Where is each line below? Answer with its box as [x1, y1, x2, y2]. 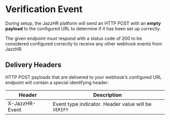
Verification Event [5, 4, 82, 15]
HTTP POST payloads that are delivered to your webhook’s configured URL [5, 74, 162, 80]
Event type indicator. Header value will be [53, 100, 152, 107]
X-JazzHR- [8, 100, 36, 107]
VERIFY [53, 107, 69, 112]
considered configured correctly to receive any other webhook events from [5, 40, 162, 46]
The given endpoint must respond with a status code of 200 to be [5, 35, 143, 41]
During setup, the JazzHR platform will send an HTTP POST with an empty [5, 20, 161, 26]
